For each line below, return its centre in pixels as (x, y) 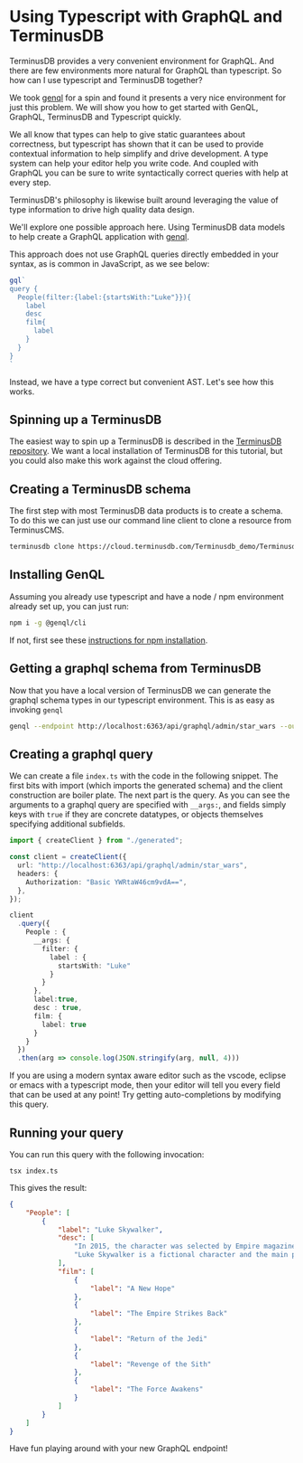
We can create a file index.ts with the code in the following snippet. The (144, 776)
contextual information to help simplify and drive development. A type (139, 153)
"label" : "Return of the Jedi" (148, 1339)
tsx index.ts (34, 1171)
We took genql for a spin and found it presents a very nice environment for (148, 98)
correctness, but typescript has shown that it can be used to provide (137, 144)
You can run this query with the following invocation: (107, 1154)
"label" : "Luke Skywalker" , (110, 1230)
